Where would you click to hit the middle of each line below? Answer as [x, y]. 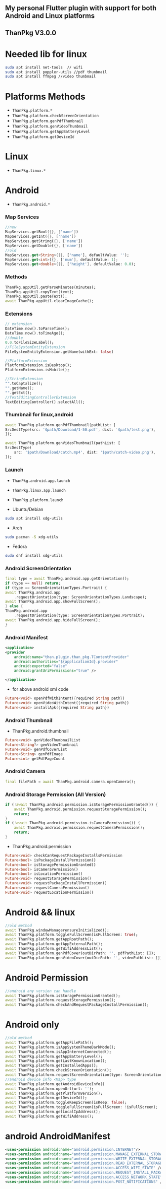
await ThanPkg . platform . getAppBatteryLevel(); [54, 1057]
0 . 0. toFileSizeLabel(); [30, 342]
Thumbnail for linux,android [39, 415]
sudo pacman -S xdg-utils [32, 537]
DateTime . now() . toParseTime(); [37, 329]
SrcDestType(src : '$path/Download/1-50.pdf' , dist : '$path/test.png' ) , [80, 429]
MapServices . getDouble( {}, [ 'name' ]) [44, 246]
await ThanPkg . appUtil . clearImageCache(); [49, 301]
